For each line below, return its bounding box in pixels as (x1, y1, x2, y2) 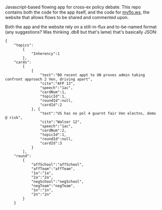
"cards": (14, 60, 32, 65)
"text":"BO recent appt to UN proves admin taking (40, 73, 145, 77)
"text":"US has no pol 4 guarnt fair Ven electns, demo (40, 111, 156, 116)
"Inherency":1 (31, 51, 60, 56)
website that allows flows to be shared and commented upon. (5, 15, 129, 20)
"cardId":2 (40, 102, 62, 107)
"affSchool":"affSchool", (31, 162, 84, 167)
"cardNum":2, (40, 128, 67, 133)
